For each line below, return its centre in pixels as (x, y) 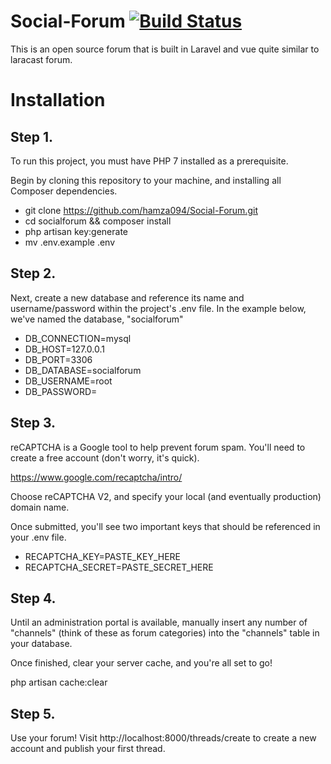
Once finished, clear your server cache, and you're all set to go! (141, 663)
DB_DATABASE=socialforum (83, 370)
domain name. (40, 507)
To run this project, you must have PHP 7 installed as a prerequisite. (149, 161)
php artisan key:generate (76, 231)
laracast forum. (41, 59)
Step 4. (33, 598)
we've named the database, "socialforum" (97, 319)
